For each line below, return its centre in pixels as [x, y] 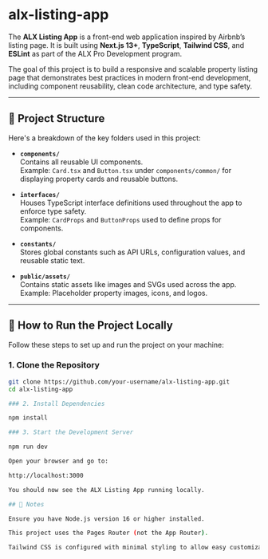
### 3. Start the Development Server [71, 432]
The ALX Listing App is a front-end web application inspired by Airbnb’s [127, 37]
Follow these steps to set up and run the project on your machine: [116, 344]
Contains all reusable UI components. [81, 162]
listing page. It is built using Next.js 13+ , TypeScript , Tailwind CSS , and [126, 45]
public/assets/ [45, 277]
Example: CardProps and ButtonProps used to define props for [120, 219]
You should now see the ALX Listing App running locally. [106, 490]
